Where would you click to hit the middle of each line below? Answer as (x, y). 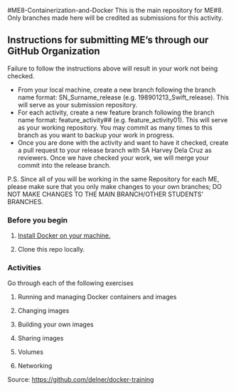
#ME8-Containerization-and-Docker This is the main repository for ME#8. (116, 10)
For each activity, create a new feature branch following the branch (116, 112)
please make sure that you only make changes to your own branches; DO (115, 186)
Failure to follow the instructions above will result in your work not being (113, 68)
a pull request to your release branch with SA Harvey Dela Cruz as (114, 150)
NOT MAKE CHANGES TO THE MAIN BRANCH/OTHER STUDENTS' (106, 194)
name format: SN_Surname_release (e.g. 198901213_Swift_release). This (123, 97)
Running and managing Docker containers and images (97, 297)
